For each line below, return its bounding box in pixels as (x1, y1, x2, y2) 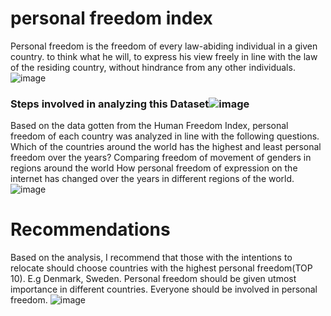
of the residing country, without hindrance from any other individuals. (10, 61, 296, 73)
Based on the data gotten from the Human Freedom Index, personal (10, 120, 289, 132)
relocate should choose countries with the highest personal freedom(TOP (10, 262, 313, 274)
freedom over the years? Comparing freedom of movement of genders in (10, 152, 312, 164)
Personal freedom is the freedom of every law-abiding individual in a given (10, 40, 318, 52)
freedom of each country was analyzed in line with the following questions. (10, 130, 320, 142)
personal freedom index (10, 7, 213, 30)
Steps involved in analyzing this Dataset (10, 97, 210, 111)
